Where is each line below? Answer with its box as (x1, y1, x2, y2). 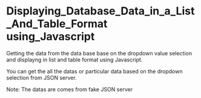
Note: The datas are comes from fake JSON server (6, 85, 133, 93)
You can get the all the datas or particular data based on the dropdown (6, 67, 183, 75)
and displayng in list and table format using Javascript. (6, 56, 143, 63)
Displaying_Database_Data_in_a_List (6, 4, 195, 18)
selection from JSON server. (6, 74, 77, 81)
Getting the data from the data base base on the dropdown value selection (6, 49, 193, 57)
